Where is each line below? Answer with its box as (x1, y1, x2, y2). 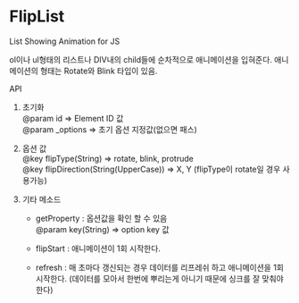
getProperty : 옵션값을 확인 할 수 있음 (35, 213, 168, 223)
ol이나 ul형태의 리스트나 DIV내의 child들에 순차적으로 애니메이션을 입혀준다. (9, 54, 272, 64)
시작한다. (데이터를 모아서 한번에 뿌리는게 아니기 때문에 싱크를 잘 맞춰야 (35, 273, 284, 283)
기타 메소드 (21, 194, 62, 205)
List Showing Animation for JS (9, 36, 120, 46)
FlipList (9, 6, 65, 27)
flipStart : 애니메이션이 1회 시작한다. (35, 243, 161, 254)
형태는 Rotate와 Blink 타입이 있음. (39, 65, 158, 76)
